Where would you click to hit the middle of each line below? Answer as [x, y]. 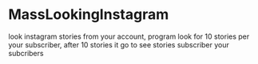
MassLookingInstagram [89, 15]
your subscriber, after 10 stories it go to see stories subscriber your [119, 44]
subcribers [26, 53]
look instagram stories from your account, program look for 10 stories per [129, 36]
